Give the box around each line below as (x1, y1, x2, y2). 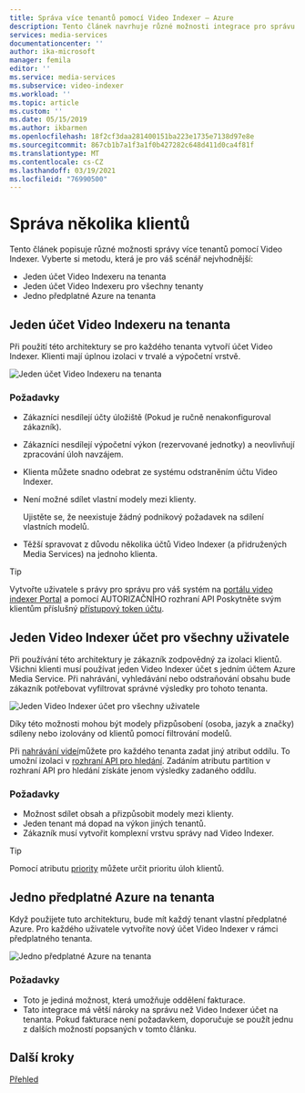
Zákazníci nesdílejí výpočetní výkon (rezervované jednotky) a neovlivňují (22, 439, 295, 450)
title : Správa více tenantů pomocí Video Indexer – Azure (9, 13, 234, 23)
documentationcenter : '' (9, 38, 104, 48)
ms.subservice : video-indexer (9, 81, 125, 90)
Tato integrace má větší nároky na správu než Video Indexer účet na (22, 1004, 279, 1015)
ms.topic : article (9, 98, 79, 108)
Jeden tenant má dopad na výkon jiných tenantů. (22, 818, 207, 830)
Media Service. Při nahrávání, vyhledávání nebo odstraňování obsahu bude (9, 674, 291, 685)
